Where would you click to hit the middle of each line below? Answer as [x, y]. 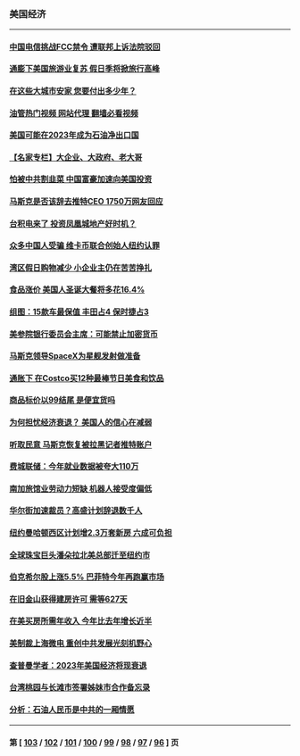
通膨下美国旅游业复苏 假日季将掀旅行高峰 [85, 69]
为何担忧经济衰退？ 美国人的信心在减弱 [81, 422]
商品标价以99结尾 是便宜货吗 [62, 400]
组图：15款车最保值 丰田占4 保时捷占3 [79, 312]
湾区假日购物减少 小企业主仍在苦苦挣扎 [81, 267]
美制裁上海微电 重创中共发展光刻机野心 [81, 643]
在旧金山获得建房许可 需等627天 [68, 599]
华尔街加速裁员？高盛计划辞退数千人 [76, 511]
